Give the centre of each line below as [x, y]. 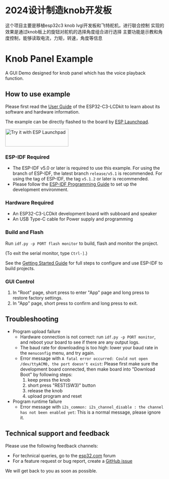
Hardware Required [30, 202]
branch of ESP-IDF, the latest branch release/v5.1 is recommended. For [87, 173]
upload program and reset [55, 396]
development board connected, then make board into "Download [88, 369]
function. [15, 78]
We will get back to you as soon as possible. [51, 471]
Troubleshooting [32, 319]
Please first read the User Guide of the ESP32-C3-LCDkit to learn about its [83, 106]
